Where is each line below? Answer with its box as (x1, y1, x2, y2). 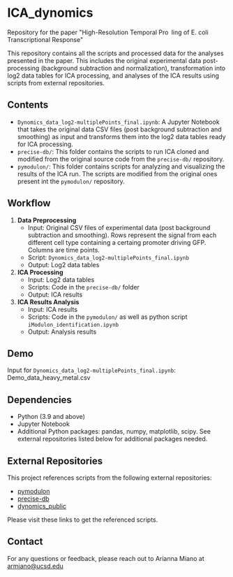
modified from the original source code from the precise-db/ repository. (17, 155, 225, 163)
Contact (7, 536, 43, 548)
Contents (7, 99, 49, 111)
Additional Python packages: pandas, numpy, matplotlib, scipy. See (17, 427, 211, 436)
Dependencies (7, 394, 72, 406)
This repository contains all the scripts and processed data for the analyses (7, 49, 225, 57)
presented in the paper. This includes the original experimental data (7, 56, 202, 64)
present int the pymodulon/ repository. (17, 177, 126, 185)
